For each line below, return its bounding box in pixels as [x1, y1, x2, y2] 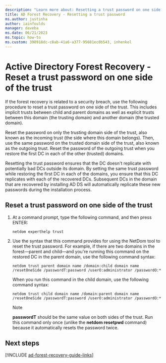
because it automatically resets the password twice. [12, 324, 119, 331]
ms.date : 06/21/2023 [5, 30, 48, 35]
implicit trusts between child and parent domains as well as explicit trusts [5, 109, 155, 115]
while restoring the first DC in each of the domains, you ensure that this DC [5, 171, 159, 177]
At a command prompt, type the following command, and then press [12, 214, 152, 220]
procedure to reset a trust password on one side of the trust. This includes [5, 104, 157, 110]
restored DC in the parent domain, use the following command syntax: [12, 254, 156, 260]
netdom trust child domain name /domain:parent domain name [12, 291, 139, 296]
